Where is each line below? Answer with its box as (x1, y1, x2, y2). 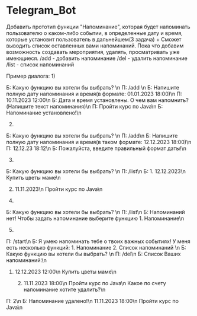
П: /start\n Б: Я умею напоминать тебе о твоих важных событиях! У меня (6, 238, 190, 245)
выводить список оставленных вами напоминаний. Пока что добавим (6, 42, 184, 49)
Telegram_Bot (6, 4, 76, 17)
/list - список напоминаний (6, 60, 75, 68)
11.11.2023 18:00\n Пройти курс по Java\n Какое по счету (23, 279, 167, 286)
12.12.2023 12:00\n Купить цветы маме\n (14, 268, 117, 275)
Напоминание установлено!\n (6, 109, 82, 116)
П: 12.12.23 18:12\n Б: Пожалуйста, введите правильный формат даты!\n (6, 145, 187, 152)
